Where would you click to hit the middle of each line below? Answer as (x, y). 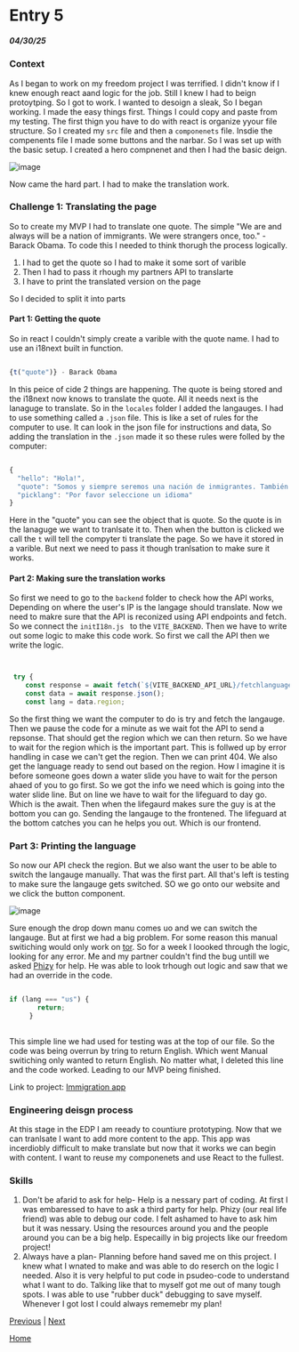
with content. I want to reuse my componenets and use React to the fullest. (147, 1158)
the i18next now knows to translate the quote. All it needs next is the (134, 398)
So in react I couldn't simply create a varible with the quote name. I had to (144, 339)
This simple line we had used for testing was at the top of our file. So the (142, 1041)
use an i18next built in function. (66, 349)
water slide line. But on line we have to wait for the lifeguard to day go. (138, 794)
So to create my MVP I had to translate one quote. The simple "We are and (145, 226)
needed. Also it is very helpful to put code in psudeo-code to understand (156, 1276)
